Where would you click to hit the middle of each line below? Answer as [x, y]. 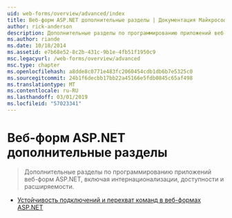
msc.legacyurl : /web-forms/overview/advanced [74, 59]
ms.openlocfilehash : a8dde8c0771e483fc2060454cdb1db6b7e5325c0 [100, 71]
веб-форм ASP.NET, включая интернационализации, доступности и [124, 179]
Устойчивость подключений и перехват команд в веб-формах [109, 200]
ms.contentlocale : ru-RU [43, 91]
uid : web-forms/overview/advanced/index [66, 13]
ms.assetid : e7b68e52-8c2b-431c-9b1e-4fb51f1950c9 [81, 53]
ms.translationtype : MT [41, 84]
